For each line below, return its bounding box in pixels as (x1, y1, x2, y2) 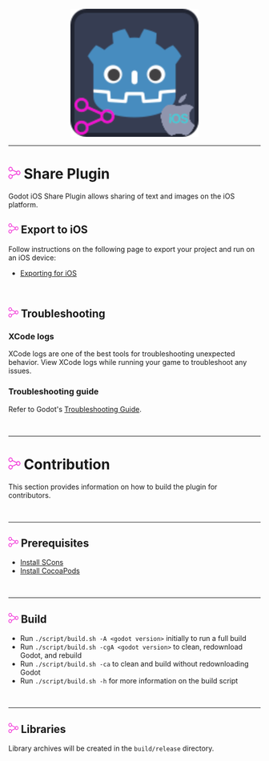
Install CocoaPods (19, 566, 80, 576)
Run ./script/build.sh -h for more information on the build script (19, 676, 239, 686)
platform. (8, 199, 38, 209)
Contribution (23, 455, 110, 473)
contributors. (8, 490, 51, 500)
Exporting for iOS (19, 268, 78, 278)
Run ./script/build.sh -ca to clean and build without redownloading (19, 659, 250, 669)
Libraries (20, 722, 66, 736)
